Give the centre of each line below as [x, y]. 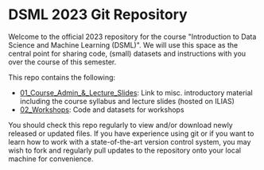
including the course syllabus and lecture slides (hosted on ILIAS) [127, 101]
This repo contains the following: [62, 77]
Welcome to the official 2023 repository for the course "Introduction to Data [132, 37]
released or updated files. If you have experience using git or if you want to [131, 133]
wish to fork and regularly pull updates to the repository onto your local [124, 150]
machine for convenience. [51, 158]
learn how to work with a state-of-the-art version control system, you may [130, 141]
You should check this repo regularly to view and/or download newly [120, 125]
